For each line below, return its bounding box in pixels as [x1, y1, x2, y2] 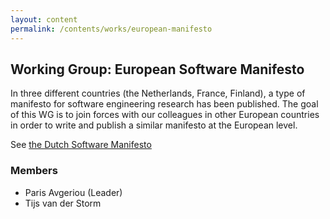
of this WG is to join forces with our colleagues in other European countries [10, 109, 320, 121]
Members [10, 164, 58, 178]
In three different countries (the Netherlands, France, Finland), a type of [10, 87, 306, 100]
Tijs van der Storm [24, 197, 102, 209]
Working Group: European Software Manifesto [10, 61, 305, 78]
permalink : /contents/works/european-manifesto [10, 24, 213, 34]
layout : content [10, 14, 78, 25]
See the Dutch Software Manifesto [10, 139, 152, 151]
